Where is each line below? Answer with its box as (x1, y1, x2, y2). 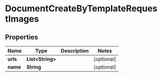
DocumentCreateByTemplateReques (5, 3, 158, 14)
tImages (5, 13, 39, 25)
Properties (5, 33, 38, 41)
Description (60, 48, 89, 54)
